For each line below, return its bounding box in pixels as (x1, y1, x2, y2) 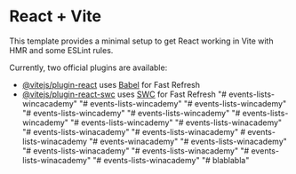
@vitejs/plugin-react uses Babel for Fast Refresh (21, 79, 201, 90)
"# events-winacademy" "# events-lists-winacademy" (88, 136, 287, 146)
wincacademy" (21, 98, 78, 108)
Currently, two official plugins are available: (9, 62, 168, 73)
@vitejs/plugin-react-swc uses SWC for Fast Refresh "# (21, 89, 227, 99)
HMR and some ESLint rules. (9, 44, 114, 55)
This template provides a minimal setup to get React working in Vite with (9, 36, 274, 46)
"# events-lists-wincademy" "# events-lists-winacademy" (70, 117, 283, 128)
